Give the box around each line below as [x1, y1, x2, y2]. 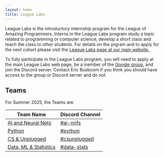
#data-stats [60, 144, 88, 151]
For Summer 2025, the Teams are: [5, 100, 75, 105]
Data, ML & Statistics [7, 144, 56, 151]
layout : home [5, 7, 32, 12]
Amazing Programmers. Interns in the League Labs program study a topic [5, 31, 155, 37]
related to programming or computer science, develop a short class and [5, 36, 152, 42]
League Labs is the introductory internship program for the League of [5, 25, 147, 31]
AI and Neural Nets [7, 119, 52, 126]
